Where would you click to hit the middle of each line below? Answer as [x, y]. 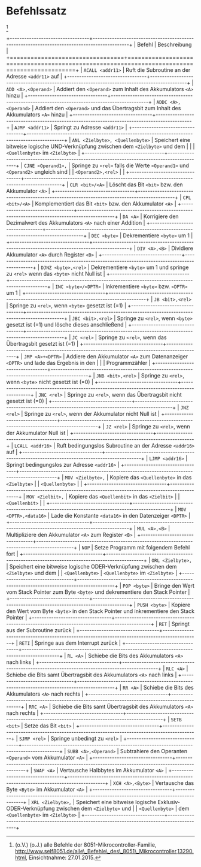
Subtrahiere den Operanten [154, 751]
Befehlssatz [36, 11]
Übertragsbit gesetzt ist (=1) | [42, 343]
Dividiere [182, 248]
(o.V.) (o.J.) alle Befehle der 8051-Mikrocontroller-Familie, [86, 845]
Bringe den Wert [174, 585]
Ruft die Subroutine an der [158, 70]
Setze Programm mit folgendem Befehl [142, 547]
